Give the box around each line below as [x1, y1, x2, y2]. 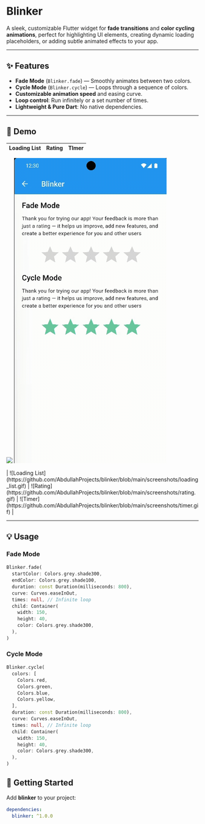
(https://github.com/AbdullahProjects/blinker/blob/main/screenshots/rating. [6, 488, 196, 496]
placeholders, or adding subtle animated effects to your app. [6, 37, 159, 45]
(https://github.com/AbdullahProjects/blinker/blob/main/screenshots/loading [6, 475, 198, 483]
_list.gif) [6, 482, 26, 490]
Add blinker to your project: [6, 793, 76, 801]
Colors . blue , [17, 690, 51, 696]
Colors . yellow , [17, 696, 56, 703]
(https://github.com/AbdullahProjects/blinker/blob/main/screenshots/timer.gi [6, 502, 199, 509]
